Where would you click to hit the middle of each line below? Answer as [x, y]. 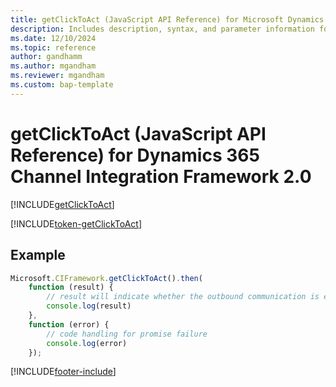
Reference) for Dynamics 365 [135, 155]
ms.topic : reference [53, 47]
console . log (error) [87, 343]
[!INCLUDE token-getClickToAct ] [76, 223]
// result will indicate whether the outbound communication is [183, 297]
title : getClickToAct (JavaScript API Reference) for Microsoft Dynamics [167, 19]
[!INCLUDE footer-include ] [63, 372]
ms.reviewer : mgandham [57, 76]
